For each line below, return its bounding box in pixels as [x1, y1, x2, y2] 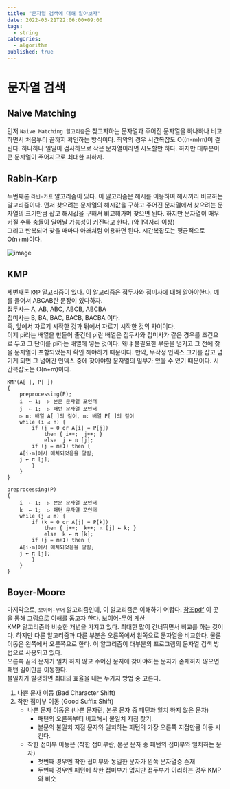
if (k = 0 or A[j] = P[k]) [32, 518, 109, 525]
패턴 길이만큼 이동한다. [7, 665, 68, 674]
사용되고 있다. [25, 648, 62, 656]
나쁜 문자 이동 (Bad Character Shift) [16, 689, 115, 697]
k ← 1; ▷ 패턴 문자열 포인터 [19, 506, 97, 514]
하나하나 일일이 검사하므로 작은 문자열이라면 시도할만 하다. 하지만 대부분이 [21, 144, 220, 152]
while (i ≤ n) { [19, 418, 67, 426]
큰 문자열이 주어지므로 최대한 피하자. [7, 152, 104, 161]
